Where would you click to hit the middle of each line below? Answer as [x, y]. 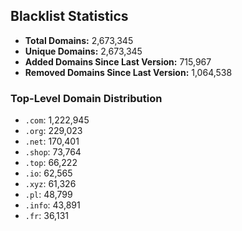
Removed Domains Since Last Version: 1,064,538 [128, 72]
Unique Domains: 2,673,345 [83, 51]
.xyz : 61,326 [50, 184]
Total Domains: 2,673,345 [79, 40]
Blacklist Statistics [69, 16]
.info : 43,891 [52, 205]
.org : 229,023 [53, 131]
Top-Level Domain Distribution [86, 98]
